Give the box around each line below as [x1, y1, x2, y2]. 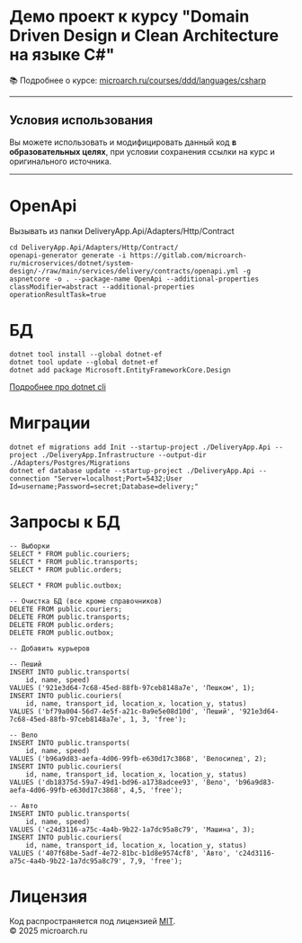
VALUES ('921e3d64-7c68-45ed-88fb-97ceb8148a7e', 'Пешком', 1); [9, 683, 255, 692]
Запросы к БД [9, 511, 121, 532]
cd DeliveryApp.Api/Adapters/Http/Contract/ [9, 243, 179, 252]
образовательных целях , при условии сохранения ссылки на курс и [9, 146, 276, 157]
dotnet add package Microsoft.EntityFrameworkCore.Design [9, 365, 231, 374]
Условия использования [9, 112, 154, 128]
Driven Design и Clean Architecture [9, 25, 280, 46]
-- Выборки [9, 542, 50, 551]
